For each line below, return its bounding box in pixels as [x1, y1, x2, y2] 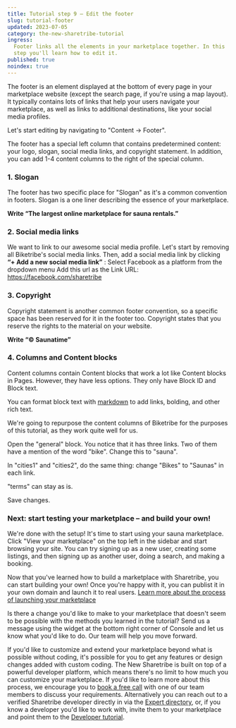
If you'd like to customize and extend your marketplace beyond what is [7, 645, 213, 654]
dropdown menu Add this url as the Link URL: [7, 265, 139, 274]
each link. [7, 468, 36, 477]
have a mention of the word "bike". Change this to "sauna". [7, 447, 178, 456]
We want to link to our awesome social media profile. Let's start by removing [7, 243, 230, 251]
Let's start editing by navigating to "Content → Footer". [7, 126, 167, 134]
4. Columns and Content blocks [7, 353, 118, 363]
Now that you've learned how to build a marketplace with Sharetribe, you [7, 573, 219, 582]
